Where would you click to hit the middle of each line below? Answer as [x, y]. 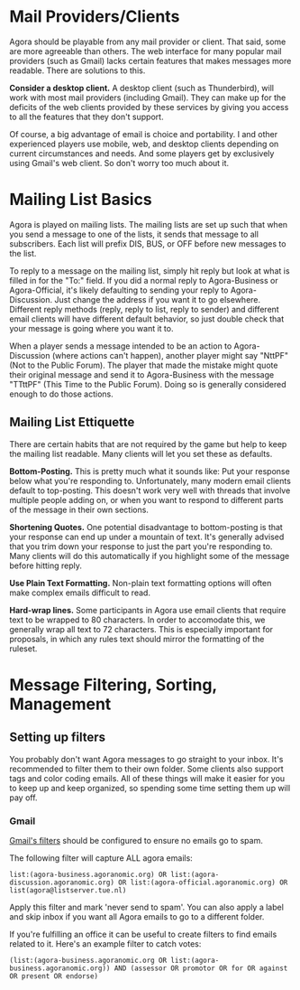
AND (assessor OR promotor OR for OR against [201, 968]
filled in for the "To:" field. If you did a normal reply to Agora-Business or [144, 280]
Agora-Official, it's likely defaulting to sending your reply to [119, 290]
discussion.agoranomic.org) [62, 883]
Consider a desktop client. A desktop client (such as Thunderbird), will [142, 88]
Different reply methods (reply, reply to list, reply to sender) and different [144, 309]
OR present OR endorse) [54, 976]
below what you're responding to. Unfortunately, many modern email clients [150, 481]
